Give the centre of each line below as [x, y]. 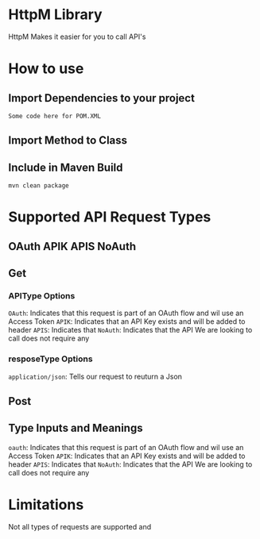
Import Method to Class [68, 141]
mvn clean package [39, 186]
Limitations [46, 505]
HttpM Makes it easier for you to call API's [77, 37]
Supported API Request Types [110, 217]
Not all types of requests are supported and [80, 526]
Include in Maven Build [66, 167]
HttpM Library [55, 15]
